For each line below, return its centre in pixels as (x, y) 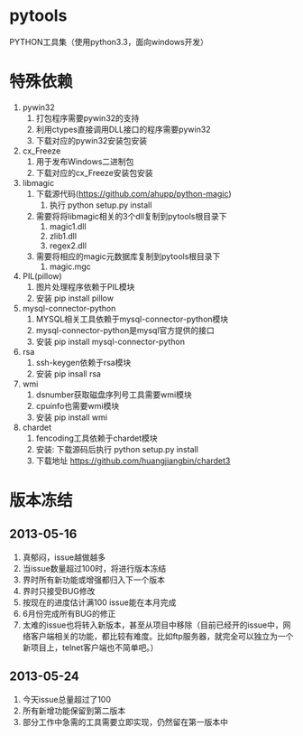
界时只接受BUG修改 (59, 591)
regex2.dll (68, 246)
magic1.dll (68, 226)
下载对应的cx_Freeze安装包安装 (94, 172)
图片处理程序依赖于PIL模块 (85, 286)
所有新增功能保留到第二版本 (74, 711)
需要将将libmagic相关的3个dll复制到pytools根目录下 (131, 216)
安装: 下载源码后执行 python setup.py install (117, 449)
